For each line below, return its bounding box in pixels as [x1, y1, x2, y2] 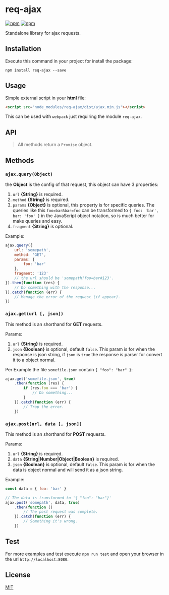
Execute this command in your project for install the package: [5, 58, 133, 64]
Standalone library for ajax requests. [5, 30, 81, 36]
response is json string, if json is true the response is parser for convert [12, 351, 162, 357]
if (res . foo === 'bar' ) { [23, 385, 78, 391]
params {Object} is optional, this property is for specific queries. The [12, 202, 155, 208]
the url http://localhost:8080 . [5, 556, 69, 562]
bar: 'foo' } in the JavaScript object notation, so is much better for [12, 213, 154, 219]
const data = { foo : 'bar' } [5, 486, 67, 491]
